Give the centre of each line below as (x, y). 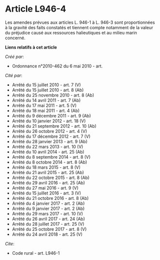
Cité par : (14, 75)
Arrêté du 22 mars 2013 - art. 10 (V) (48, 146)
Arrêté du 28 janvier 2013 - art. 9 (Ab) (50, 141)
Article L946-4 (36, 9)
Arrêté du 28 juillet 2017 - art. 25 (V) (48, 224)
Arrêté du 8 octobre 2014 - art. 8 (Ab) (49, 162)
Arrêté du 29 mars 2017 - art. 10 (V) (48, 213)
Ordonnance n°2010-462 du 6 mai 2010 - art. (57, 66)
